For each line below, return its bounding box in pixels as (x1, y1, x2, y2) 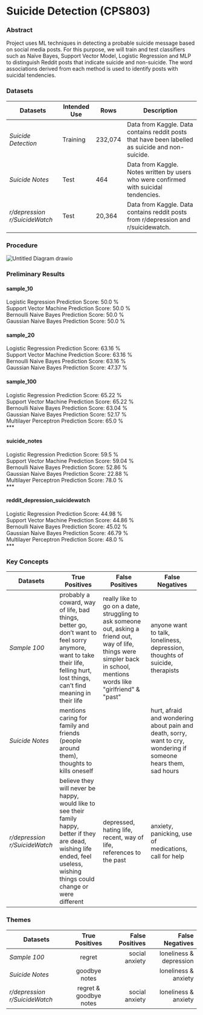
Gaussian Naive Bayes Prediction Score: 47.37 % (6, 364, 128, 371)
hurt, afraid (150, 706, 182, 715)
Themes (6, 916, 31, 924)
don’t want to (59, 629, 97, 637)
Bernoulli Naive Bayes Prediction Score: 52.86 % (6, 464, 128, 471)
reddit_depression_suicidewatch (6, 497, 91, 504)
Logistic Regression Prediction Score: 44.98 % (6, 510, 123, 517)
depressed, (102, 818, 135, 826)
